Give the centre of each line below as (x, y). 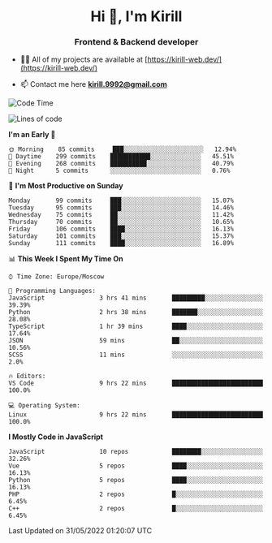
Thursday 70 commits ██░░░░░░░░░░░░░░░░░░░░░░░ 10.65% (121, 222)
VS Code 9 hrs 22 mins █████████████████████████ (136, 384)
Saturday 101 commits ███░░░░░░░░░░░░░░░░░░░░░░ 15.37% (121, 236)
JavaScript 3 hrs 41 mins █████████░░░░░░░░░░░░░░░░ (136, 298)
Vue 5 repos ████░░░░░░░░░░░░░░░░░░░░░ (136, 466)
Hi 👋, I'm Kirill (136, 17)
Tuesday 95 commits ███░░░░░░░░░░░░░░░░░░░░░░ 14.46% (121, 208)
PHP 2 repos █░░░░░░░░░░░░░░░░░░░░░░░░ (136, 494)
